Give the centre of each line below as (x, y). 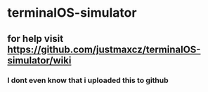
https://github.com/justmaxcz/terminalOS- (104, 49)
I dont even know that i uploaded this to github (88, 80)
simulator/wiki (39, 60)
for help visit (35, 39)
